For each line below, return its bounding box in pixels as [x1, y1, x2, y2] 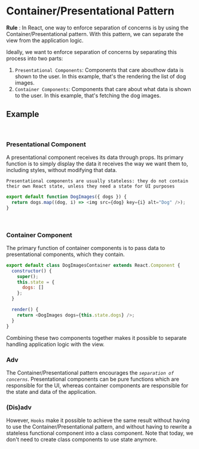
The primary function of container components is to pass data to [6, 244, 166, 251]
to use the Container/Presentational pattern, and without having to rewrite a [6, 423, 192, 430]
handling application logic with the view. [6, 340, 105, 348]
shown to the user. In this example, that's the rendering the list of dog [14, 73, 186, 80]
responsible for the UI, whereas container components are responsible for [6, 382, 188, 389]
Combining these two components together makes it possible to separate [6, 334, 187, 341]
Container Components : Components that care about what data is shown [14, 85, 191, 92]
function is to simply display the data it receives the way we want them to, [6, 160, 188, 167]
